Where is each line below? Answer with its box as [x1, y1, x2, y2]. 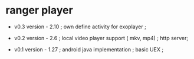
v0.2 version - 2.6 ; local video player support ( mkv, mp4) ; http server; [14, 34, 189, 41]
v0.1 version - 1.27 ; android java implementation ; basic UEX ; [14, 45, 163, 53]
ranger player [5, 4, 73, 17]
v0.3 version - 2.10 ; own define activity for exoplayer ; [14, 23, 147, 30]
